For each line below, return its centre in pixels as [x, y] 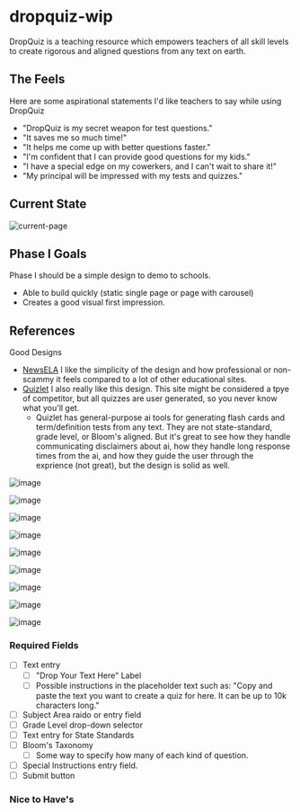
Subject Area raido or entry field [82, 714]
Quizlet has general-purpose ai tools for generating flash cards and [160, 418]
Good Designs [36, 352]
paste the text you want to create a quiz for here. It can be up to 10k [161, 695]
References [42, 330]
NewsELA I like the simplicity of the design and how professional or [147, 370]
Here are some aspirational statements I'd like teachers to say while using [146, 101]
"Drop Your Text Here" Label [88, 675]
